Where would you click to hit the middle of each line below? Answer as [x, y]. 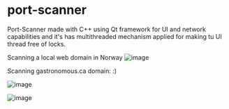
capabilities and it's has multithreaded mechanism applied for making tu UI [114, 36]
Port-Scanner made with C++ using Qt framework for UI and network [106, 29]
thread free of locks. [37, 44]
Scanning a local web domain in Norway [65, 57]
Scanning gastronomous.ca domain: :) [62, 71]
